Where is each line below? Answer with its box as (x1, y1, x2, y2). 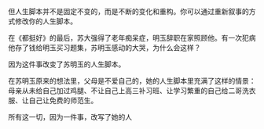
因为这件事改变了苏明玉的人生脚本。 (8, 59, 126, 69)
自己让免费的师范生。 (28, 96, 98, 105)
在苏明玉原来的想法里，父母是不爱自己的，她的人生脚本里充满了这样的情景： (8, 77, 256, 85)
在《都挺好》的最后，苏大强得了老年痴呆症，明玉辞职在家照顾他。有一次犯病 (8, 34, 256, 42)
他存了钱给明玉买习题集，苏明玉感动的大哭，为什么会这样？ (8, 43, 201, 52)
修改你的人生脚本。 (14, 16, 77, 26)
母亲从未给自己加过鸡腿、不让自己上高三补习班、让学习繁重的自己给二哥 (8, 86, 242, 95)
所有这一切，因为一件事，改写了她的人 (8, 113, 132, 121)
